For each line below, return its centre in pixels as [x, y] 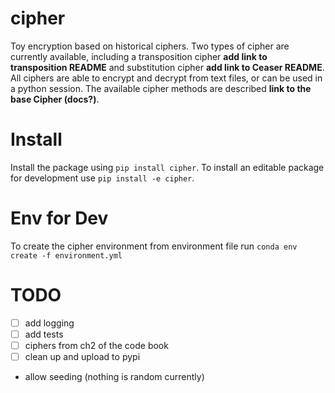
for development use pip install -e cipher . [102, 178]
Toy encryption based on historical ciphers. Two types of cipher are [150, 46]
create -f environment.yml [66, 255]
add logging [49, 323]
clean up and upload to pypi [82, 356]
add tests [44, 334]
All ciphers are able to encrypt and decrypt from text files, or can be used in [166, 78]
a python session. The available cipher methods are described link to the [161, 88]
